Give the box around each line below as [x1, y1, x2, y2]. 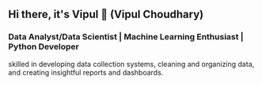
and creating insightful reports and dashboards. [8, 68, 164, 77]
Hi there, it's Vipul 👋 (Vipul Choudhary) [8, 8, 204, 21]
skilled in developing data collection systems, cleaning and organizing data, [8, 59, 255, 68]
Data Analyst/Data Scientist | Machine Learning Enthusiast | [8, 31, 244, 42]
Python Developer [8, 41, 79, 52]
